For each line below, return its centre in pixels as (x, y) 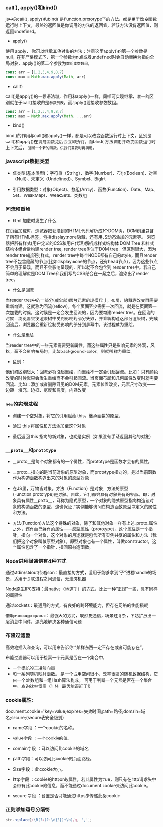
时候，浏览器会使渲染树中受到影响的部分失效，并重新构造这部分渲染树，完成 (82, 318)
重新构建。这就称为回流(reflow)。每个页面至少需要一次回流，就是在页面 (77, 306)
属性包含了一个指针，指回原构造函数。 (55, 547)
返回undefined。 (22, 31)
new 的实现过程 (22, 404)
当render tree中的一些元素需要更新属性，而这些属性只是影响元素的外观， (78, 345)
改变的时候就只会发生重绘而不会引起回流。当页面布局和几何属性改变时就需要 (82, 378)
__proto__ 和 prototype (31, 450)
